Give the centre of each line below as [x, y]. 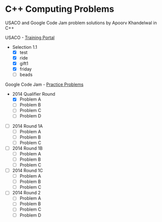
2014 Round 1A [27, 126]
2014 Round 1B [27, 148]
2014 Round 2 [26, 193]
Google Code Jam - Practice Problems [44, 84]
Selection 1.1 [25, 47]
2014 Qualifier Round [34, 94]
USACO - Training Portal [30, 37]
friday [26, 69]
